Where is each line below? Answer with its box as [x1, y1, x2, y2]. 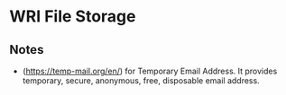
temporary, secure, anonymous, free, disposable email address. [22, 75, 260, 86]
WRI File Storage [9, 6, 136, 27]
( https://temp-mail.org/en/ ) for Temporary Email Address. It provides [22, 65, 278, 76]
